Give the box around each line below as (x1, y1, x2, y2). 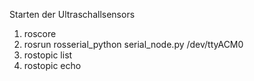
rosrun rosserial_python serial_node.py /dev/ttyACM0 (23, 39, 244, 50)
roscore (23, 28, 57, 39)
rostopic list (23, 49, 73, 61)
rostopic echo (23, 60, 82, 71)
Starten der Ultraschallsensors (9, 9, 136, 20)
